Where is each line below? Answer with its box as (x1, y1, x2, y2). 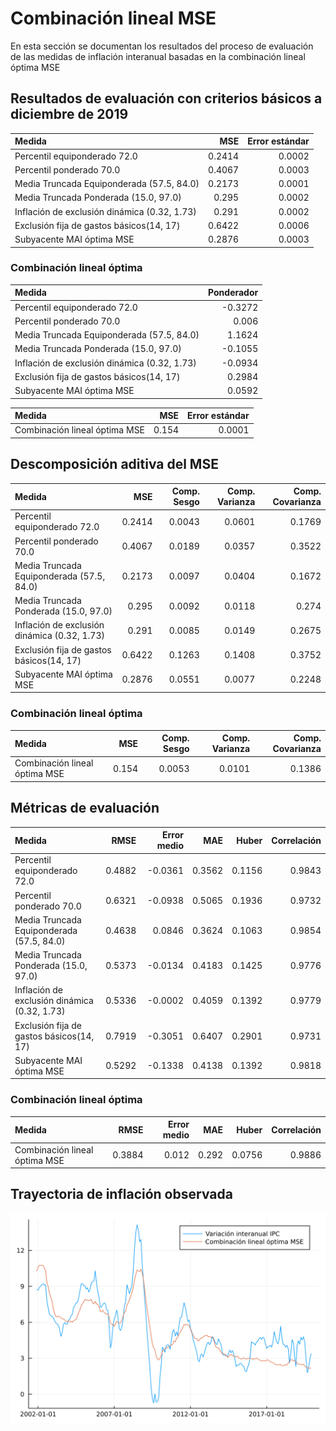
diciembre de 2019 (10, 106, 129, 123)
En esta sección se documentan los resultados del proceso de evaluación (10, 40, 314, 52)
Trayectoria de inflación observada (10, 1186, 233, 1203)
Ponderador (208, 287, 259, 299)
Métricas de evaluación (10, 800, 160, 817)
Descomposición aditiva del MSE (10, 456, 219, 473)
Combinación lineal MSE (10, 7, 217, 30)
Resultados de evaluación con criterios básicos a (10, 90, 323, 107)
